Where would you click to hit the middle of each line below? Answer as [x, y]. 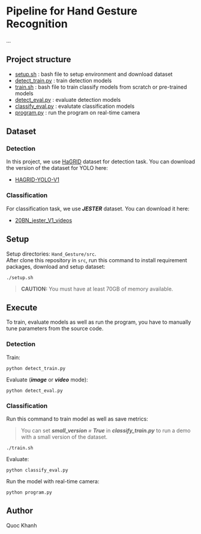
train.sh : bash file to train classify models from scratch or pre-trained [101, 87]
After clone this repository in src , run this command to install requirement [97, 260]
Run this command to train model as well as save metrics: [77, 419]
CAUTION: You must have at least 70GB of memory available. [97, 289]
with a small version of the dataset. [64, 437]
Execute [22, 308]
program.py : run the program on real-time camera [77, 112]
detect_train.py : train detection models [63, 80]
